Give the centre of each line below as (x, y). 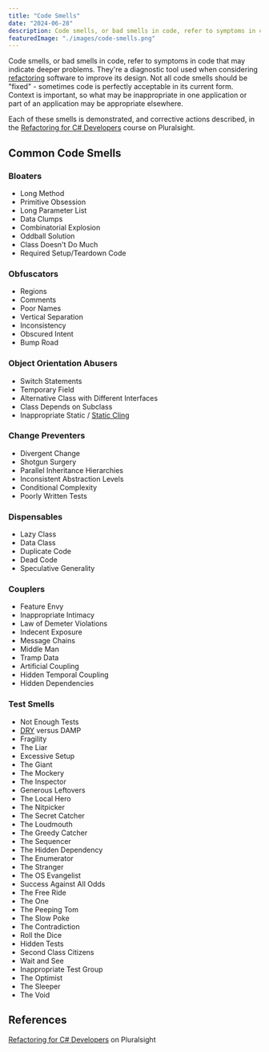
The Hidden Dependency (61, 850)
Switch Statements (51, 381)
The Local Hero (45, 798)
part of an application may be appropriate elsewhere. (96, 104)
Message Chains (48, 641)
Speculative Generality (57, 569)
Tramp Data (39, 658)
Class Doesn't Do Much (59, 244)
